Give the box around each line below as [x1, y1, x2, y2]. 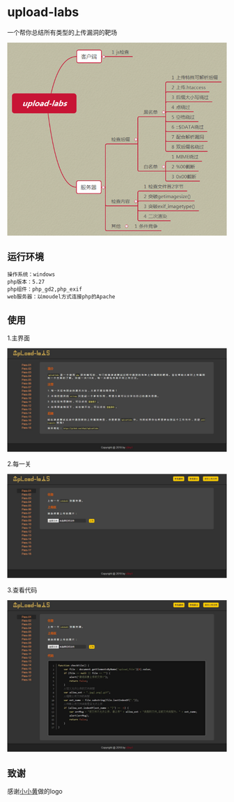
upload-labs [7, 4, 79, 20]
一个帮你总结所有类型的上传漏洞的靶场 [7, 28, 117, 36]
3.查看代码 [7, 585, 38, 594]
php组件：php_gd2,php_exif [7, 286, 82, 293]
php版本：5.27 [7, 279, 45, 286]
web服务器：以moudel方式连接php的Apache [7, 293, 116, 300]
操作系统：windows [7, 271, 56, 278]
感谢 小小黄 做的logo [7, 787, 63, 795]
